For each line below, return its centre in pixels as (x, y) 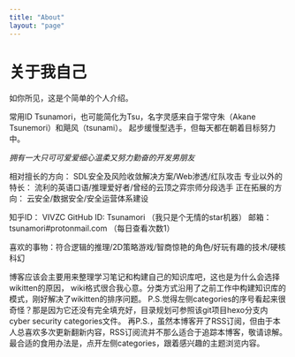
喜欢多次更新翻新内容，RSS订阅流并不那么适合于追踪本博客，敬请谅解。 (155, 332)
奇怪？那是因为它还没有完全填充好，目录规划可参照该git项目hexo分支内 (139, 310)
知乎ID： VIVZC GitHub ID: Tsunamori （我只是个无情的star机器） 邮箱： (140, 217)
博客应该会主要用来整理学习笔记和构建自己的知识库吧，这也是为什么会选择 (144, 277)
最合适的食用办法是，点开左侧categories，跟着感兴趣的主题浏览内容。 (137, 343)
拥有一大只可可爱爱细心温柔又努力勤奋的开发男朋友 (102, 158)
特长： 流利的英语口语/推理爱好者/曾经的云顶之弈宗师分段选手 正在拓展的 (142, 187)
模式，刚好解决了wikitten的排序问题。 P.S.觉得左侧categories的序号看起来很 (147, 299)
